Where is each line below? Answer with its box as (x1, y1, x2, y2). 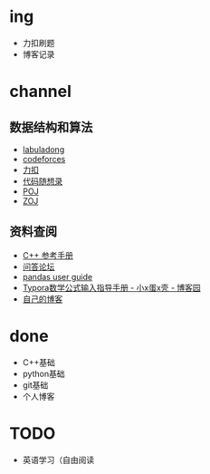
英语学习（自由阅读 (22, 454, 95, 465)
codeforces (22, 153, 66, 164)
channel (9, 82, 72, 102)
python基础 (22, 368, 65, 379)
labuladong (22, 143, 65, 155)
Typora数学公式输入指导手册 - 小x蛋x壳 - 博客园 (22, 282, 201, 293)
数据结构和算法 (9, 120, 93, 135)
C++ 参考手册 (22, 249, 74, 260)
